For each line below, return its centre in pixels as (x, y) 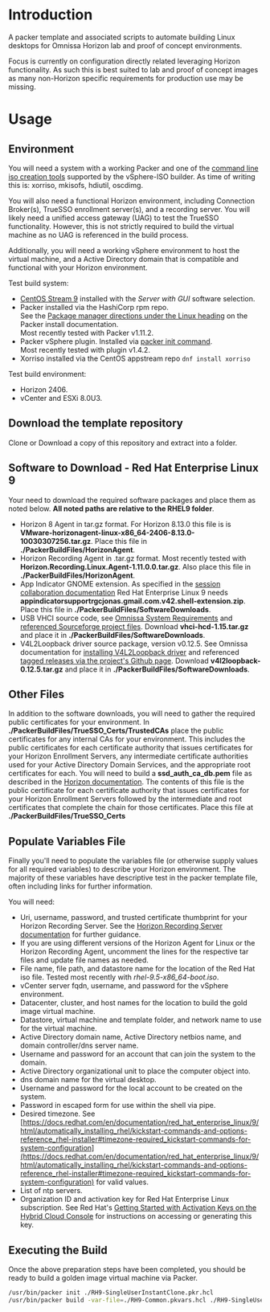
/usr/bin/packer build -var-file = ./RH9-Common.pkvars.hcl (107, 1300)
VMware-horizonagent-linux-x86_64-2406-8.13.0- (107, 533)
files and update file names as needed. (84, 960)
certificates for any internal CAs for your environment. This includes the (127, 739)
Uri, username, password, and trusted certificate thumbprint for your (133, 918)
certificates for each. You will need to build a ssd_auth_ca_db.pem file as (130, 774)
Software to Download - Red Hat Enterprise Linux (133, 468)
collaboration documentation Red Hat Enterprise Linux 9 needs (124, 592)
